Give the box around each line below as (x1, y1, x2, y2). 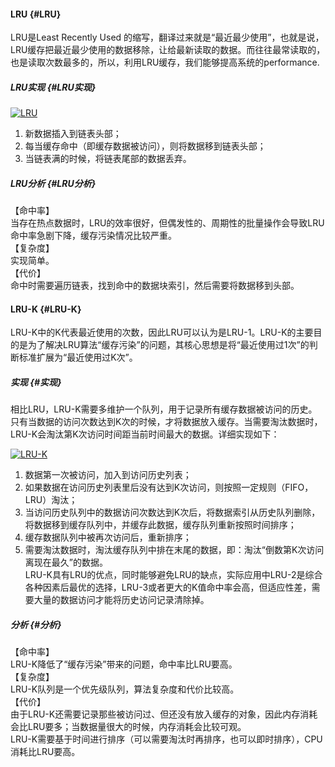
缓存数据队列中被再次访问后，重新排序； (24, 531, 192, 544)
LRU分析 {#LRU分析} (10, 177, 97, 189)
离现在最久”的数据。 (24, 556, 108, 569)
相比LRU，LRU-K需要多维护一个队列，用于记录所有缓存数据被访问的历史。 (10, 403, 318, 415)
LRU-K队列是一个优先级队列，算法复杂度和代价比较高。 (10, 683, 240, 695)
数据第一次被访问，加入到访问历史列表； (24, 469, 192, 481)
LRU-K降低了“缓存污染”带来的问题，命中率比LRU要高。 (10, 658, 238, 670)
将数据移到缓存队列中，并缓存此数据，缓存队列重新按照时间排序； (24, 519, 297, 531)
